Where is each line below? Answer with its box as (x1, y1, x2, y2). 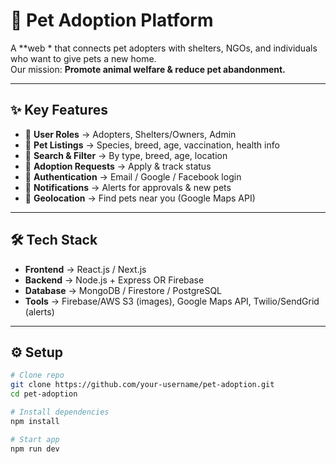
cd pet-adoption (10, 389, 78, 399)
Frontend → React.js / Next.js (24, 263, 147, 275)
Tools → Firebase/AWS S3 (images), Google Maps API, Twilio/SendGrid (24, 295, 320, 307)
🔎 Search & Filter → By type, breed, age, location (24, 149, 228, 161)
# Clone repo (10, 370, 65, 381)
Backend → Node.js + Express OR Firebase (24, 274, 205, 286)
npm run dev (10, 444, 60, 454)
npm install (10, 416, 60, 426)
